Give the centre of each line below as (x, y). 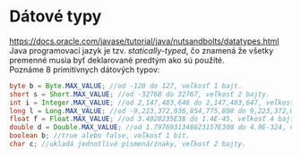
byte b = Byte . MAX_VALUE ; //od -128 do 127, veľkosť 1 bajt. (126, 86)
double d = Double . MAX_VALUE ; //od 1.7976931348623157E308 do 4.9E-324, (148, 128)
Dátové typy (56, 17)
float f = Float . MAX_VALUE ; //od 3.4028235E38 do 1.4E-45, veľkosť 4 (142, 119)
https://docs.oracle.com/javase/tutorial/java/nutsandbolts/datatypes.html (144, 41)
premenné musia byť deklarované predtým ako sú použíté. (117, 60)
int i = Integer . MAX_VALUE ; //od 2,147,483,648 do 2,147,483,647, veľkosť (152, 103)
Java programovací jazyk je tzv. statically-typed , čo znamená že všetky (142, 50)
